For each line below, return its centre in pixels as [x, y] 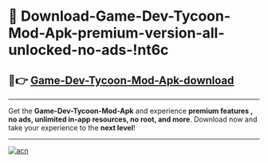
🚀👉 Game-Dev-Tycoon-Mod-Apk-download [121, 80]
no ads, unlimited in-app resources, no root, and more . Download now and [133, 119]
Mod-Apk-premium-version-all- [116, 33]
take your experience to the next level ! [72, 128]
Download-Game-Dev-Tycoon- [126, 16]
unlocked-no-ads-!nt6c [89, 50]
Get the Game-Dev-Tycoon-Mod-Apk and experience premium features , [131, 111]
